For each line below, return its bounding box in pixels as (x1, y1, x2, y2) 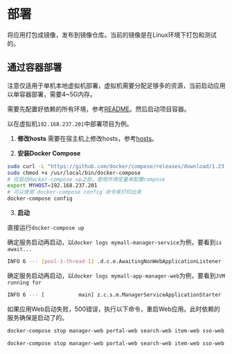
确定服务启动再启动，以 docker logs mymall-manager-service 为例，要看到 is (7, 238, 222, 246)
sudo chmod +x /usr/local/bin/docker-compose (7, 169, 141, 176)
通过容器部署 (7, 62, 62, 74)
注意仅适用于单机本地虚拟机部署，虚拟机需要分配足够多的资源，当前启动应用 (7, 81, 226, 90)
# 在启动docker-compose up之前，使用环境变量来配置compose (7, 176, 166, 183)
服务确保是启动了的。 (7, 313, 68, 321)
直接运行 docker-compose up (7, 224, 84, 231)
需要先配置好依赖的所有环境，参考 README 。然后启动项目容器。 (7, 105, 190, 113)
